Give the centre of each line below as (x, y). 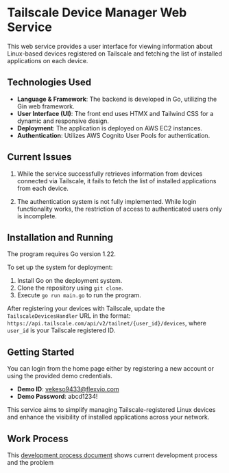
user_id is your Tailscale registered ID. (61, 330)
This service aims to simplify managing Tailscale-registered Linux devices (111, 410)
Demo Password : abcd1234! (57, 397)
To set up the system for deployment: (60, 267)
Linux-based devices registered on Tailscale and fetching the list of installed (115, 54)
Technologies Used (49, 83)
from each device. (43, 188)
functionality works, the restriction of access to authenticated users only (120, 209)
